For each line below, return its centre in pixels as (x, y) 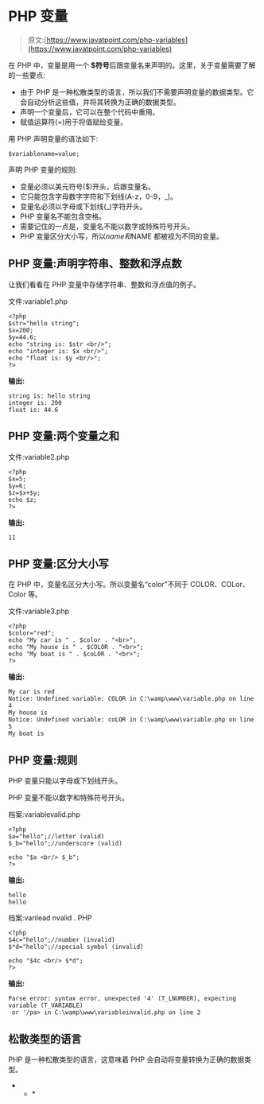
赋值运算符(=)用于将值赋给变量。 (74, 122)
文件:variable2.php (39, 457)
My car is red (32, 692)
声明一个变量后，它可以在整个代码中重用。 (89, 111)
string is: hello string (49, 396)
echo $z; (23, 500)
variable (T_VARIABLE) (46, 1006)
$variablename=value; (44, 154)
